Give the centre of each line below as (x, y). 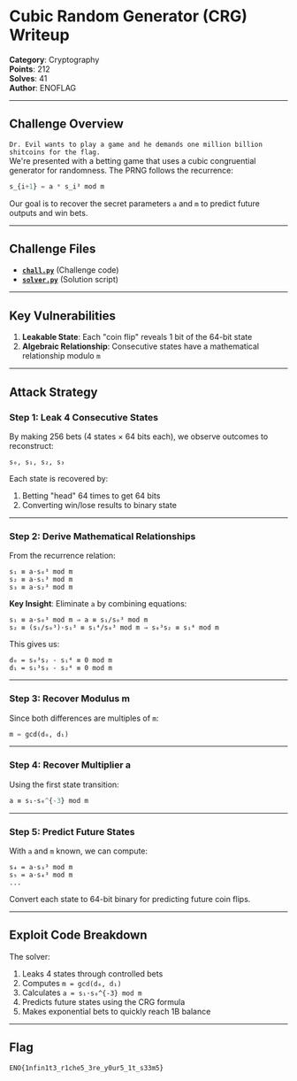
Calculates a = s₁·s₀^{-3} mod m (82, 992)
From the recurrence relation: (63, 556)
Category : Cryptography (54, 59)
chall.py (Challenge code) (70, 270)
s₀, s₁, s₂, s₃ (37, 462)
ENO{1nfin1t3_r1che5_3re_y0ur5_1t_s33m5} (87, 1068)
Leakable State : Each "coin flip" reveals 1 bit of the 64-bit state (137, 337)
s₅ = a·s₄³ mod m (41, 875)
